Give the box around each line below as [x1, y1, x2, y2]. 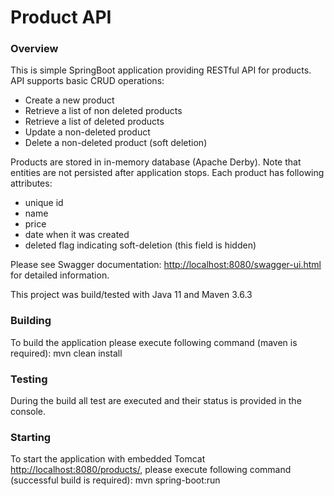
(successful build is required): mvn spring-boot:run [10, 474, 221, 486]
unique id [24, 197, 64, 209]
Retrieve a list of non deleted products [24, 105, 183, 117]
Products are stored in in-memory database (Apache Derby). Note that [10, 156, 302, 168]
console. [10, 406, 47, 418]
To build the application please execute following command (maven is [10, 336, 298, 348]
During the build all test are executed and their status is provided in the [10, 395, 302, 407]
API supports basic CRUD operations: [10, 75, 165, 87]
